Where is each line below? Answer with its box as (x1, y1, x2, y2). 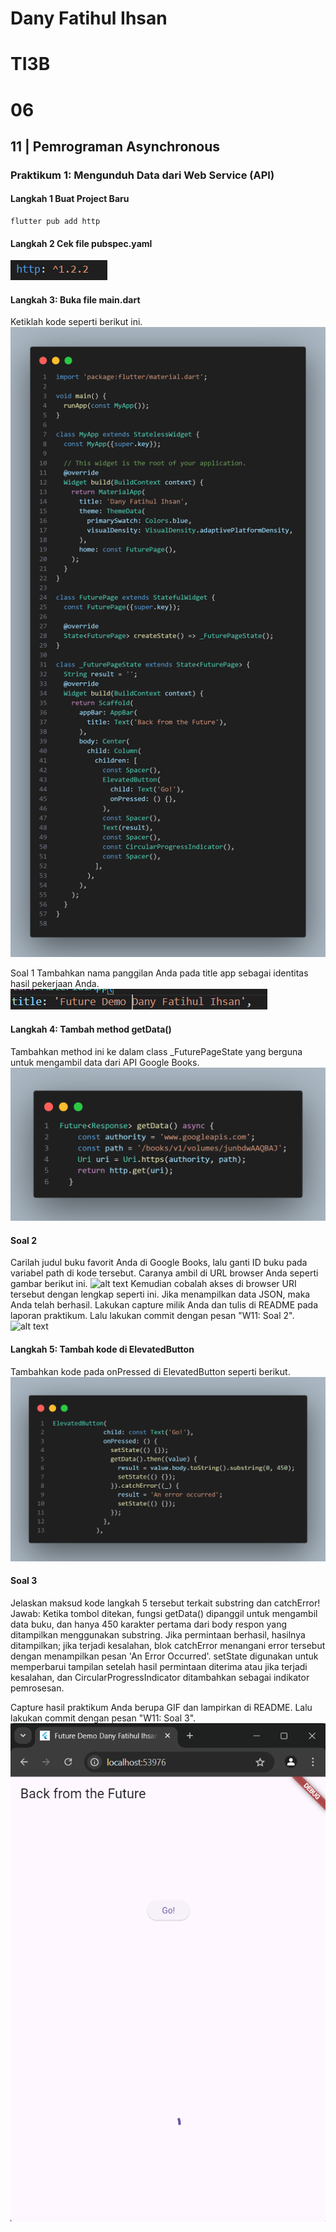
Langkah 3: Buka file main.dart (10, 293, 141, 306)
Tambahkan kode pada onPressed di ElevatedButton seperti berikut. (10, 1365, 291, 1377)
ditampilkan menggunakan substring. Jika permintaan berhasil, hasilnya (10, 1628, 306, 1641)
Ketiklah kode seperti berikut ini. (10, 316, 143, 328)
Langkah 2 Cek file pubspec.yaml (10, 237, 153, 249)
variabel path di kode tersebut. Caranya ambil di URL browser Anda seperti (10, 1267, 319, 1279)
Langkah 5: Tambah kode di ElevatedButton (10, 1343, 195, 1356)
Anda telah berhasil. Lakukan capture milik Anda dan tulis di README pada (10, 1299, 318, 1311)
